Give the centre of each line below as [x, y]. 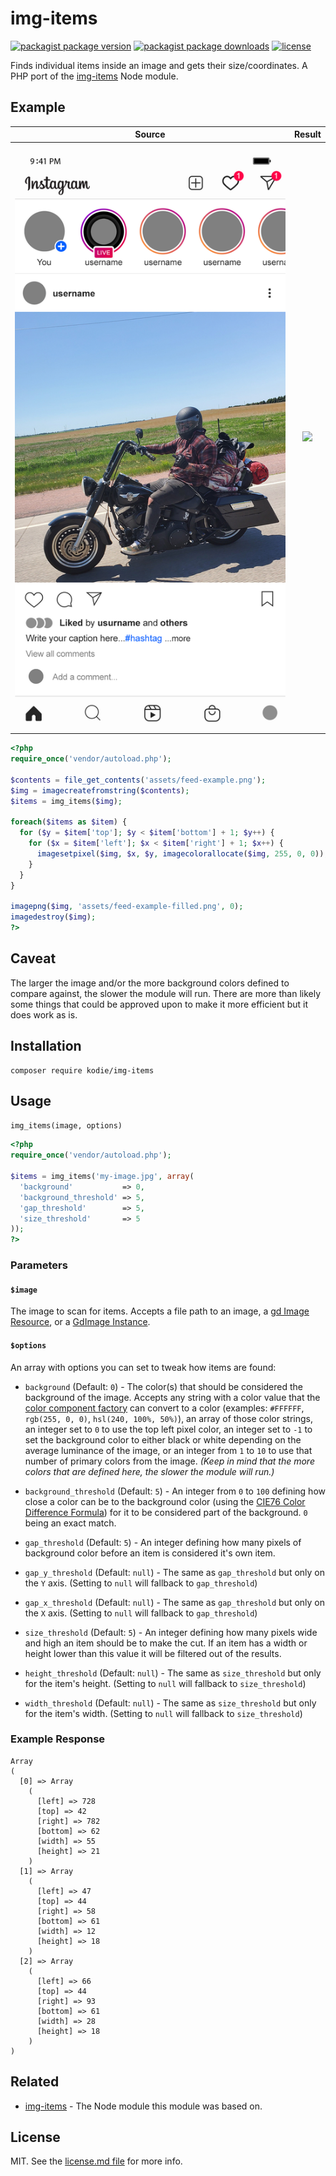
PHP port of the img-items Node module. [94, 76]
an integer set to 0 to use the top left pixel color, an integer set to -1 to [168, 1429]
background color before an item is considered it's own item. [150, 1553]
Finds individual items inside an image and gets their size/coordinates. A [159, 65]
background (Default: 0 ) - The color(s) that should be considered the [164, 1386]
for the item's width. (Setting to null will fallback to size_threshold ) [163, 1713]
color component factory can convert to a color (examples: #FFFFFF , [164, 1408]
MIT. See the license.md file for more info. [96, 2161]
